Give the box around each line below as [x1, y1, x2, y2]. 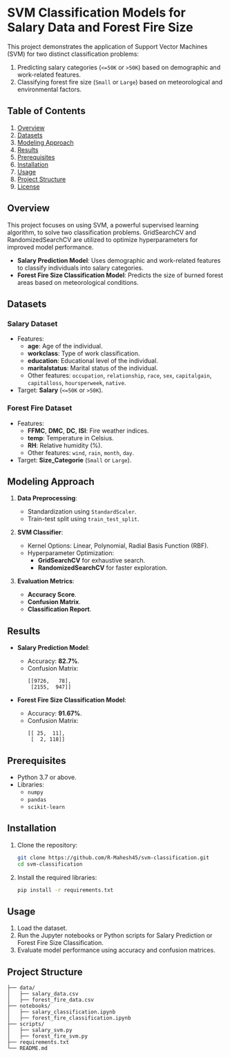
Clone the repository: [17, 841, 78, 849]
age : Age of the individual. [27, 342, 103, 350]
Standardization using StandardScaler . [27, 507, 137, 516]
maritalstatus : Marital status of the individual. [27, 364, 158, 373]
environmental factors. [17, 85, 82, 93]
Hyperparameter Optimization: [27, 549, 115, 557]
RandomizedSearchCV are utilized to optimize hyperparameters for [7, 235, 198, 243]
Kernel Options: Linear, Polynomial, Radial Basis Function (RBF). [27, 541, 209, 550]
